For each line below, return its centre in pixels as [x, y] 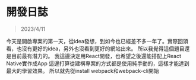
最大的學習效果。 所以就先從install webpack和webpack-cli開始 [83, 71]
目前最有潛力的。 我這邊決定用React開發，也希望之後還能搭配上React [96, 56]
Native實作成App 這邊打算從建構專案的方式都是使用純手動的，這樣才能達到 [98, 63]
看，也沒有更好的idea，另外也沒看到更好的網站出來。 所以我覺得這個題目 [96, 49]
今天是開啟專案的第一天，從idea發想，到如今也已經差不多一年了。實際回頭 [97, 41]
